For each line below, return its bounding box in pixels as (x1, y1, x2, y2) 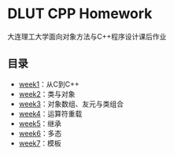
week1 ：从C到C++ (18, 79, 80, 89)
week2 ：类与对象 (18, 89, 76, 98)
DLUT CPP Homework (7, 5, 153, 23)
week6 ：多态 (18, 128, 62, 138)
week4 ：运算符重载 (18, 109, 83, 118)
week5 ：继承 (18, 119, 62, 128)
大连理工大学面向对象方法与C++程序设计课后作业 (7, 31, 167, 41)
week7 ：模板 (18, 138, 61, 148)
